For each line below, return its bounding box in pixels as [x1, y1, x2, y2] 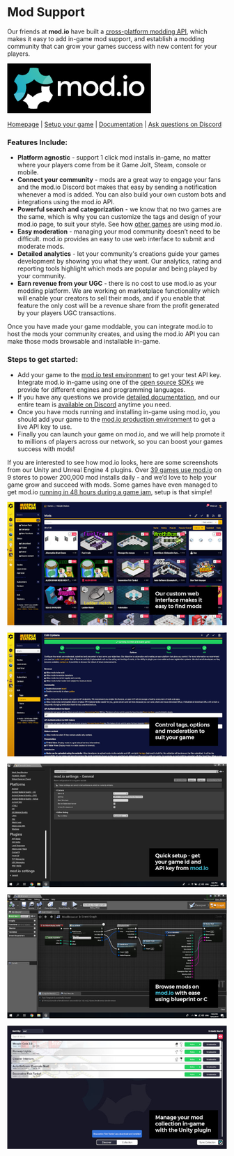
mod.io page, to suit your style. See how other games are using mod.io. [17, 220, 223, 229]
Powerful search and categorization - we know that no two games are [17, 205, 221, 213]
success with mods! [17, 444, 75, 453]
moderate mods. [17, 242, 65, 251]
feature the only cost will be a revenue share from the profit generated [17, 301, 219, 310]
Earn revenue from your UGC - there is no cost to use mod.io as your [17, 280, 217, 288]
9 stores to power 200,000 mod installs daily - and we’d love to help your [7, 473, 217, 481]
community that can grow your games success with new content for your [7, 42, 217, 50]
